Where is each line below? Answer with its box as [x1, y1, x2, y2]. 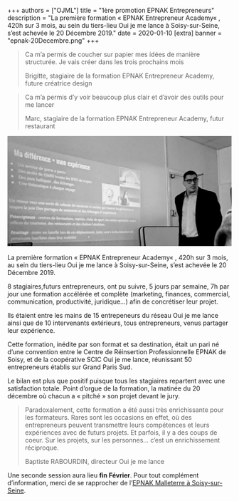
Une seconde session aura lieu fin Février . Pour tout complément [7, 471, 199, 480]
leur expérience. [7, 326, 55, 335]
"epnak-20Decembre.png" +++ [7, 36, 100, 45]
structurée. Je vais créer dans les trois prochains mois [24, 58, 184, 66]
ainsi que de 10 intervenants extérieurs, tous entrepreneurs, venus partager [7, 319, 229, 327]
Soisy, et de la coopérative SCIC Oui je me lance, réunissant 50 [7, 356, 192, 364]
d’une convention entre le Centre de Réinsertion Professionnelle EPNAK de [7, 348, 226, 356]
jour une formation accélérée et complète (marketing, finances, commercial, [7, 290, 230, 299]
